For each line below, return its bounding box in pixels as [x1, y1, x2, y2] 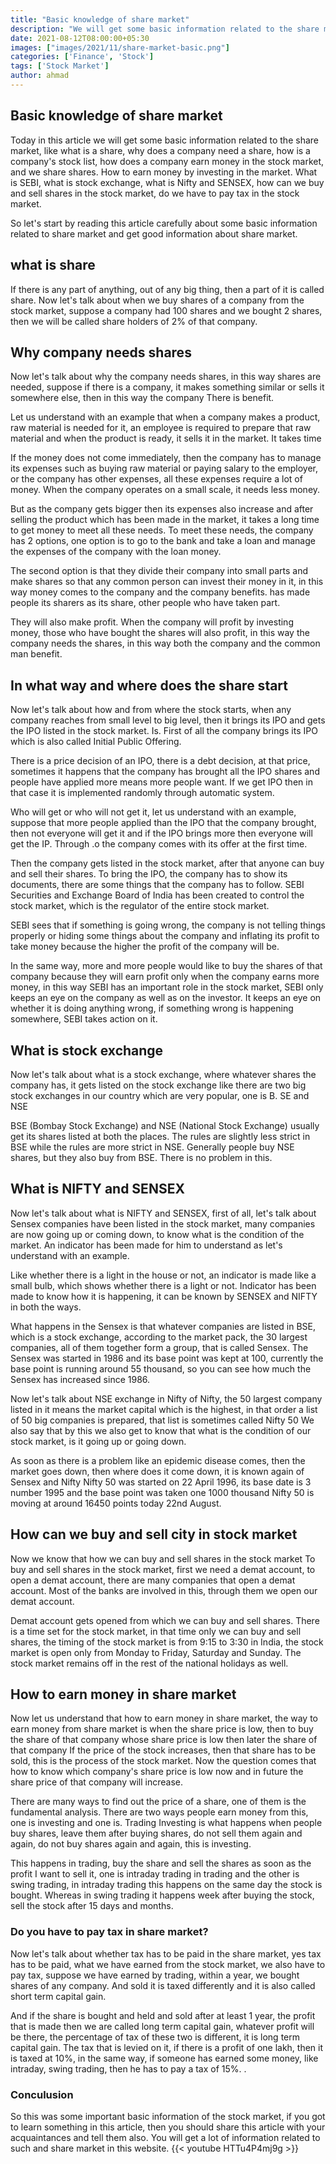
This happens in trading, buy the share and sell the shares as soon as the [10, 1857, 312, 1870]
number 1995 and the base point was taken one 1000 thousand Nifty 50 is [10, 1486, 315, 1498]
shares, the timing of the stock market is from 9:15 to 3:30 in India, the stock [10, 1636, 324, 1648]
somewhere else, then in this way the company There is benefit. [10, 392, 275, 404]
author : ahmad [10, 71, 70, 81]
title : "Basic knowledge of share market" [10, 14, 190, 25]
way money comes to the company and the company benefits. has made [10, 586, 311, 598]
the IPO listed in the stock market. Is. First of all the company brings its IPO [10, 725, 318, 737]
